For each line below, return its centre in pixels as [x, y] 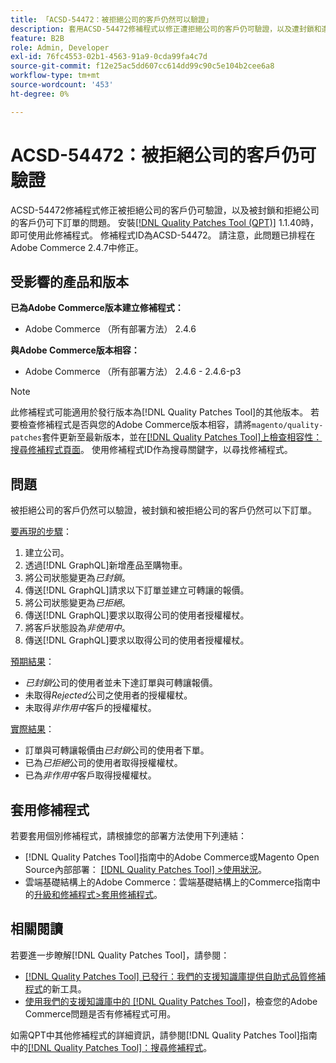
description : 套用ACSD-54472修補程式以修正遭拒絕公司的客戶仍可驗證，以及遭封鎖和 [166, 29]
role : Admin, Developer [60, 47]
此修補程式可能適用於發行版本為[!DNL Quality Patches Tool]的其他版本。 [159, 412]
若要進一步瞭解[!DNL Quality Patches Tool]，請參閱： [120, 955]
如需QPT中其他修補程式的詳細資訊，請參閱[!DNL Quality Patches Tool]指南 [164, 1035]
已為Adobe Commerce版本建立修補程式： [97, 308]
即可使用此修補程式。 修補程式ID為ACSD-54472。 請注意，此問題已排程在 [163, 235]
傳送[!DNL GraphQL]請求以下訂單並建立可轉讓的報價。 [137, 590]
